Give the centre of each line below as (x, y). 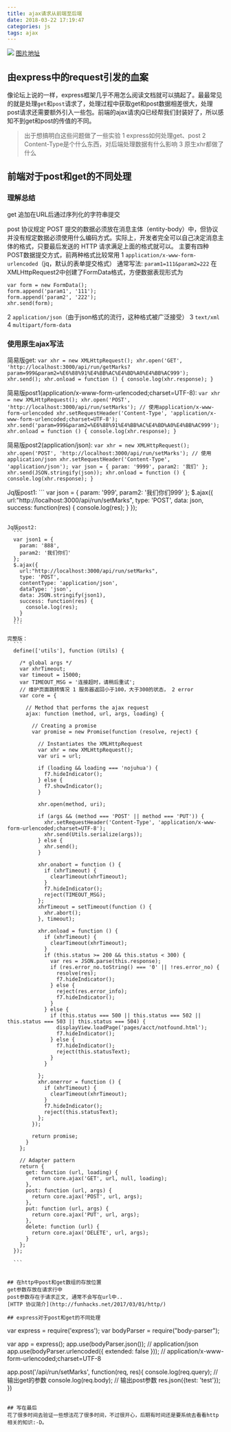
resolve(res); (76, 973)
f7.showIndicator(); (73, 786)
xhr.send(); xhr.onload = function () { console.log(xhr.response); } (110, 379)
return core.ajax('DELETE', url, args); (90, 1233)
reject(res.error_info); (92, 992)
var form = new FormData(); (47, 285)
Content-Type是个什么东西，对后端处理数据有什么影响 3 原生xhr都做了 (124, 144)
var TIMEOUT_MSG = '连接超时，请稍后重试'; (77, 683)
